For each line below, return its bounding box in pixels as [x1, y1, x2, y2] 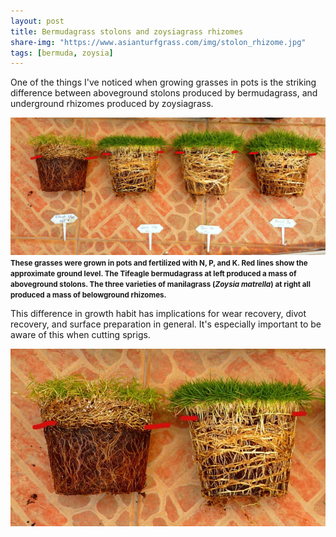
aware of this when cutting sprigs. [10, 329, 151, 341]
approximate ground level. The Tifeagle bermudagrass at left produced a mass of [10, 269, 297, 279]
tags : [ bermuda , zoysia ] [10, 48, 114, 58]
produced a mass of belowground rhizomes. [10, 290, 167, 300]
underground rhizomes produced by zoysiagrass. [10, 98, 214, 110]
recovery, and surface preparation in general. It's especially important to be [10, 318, 322, 330]
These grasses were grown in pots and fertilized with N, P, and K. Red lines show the [10, 258, 308, 269]
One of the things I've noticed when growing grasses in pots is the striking [10, 76, 317, 89]
